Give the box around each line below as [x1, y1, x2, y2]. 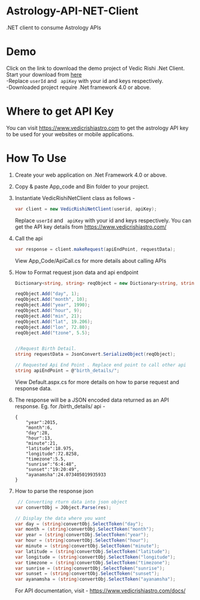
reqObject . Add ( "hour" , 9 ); [14, 307, 82, 313]
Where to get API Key [6, 104, 114, 118]
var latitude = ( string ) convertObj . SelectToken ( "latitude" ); [14, 548, 171, 555]
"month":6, [26, 424, 53, 430]
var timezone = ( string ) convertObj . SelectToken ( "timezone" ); [14, 559, 171, 565]
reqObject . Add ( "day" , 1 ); [14, 291, 79, 297]
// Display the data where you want [14, 515, 106, 521]
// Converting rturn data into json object [17, 499, 128, 505]
